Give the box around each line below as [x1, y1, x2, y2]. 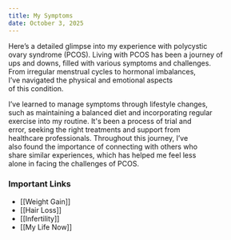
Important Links [8, 178, 71, 190]
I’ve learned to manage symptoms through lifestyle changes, [8, 99, 208, 109]
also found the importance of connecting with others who [8, 142, 198, 151]
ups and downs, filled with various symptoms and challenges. [8, 58, 212, 68]
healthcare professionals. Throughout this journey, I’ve [8, 133, 189, 142]
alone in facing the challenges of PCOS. [8, 158, 140, 168]
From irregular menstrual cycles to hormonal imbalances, [8, 66, 196, 76]
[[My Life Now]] [19, 222, 73, 232]
